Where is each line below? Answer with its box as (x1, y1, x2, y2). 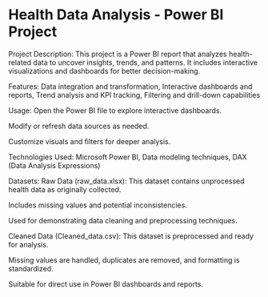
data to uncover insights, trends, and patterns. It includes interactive (33, 58, 258, 67)
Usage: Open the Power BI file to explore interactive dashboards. (8, 106, 222, 115)
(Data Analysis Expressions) (8, 160, 101, 170)
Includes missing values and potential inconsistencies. (8, 200, 188, 210)
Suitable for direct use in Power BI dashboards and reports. (8, 279, 204, 289)
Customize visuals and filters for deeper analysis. (8, 136, 171, 146)
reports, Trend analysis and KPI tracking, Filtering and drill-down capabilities (8, 90, 261, 99)
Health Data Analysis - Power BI (8, 6, 224, 24)
